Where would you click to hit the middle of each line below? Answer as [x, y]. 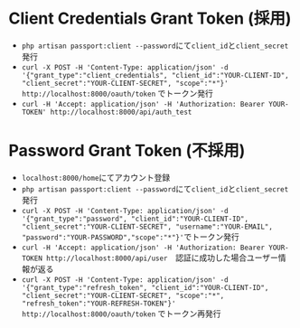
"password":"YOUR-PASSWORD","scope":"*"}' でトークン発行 [131, 237]
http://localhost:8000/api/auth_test [121, 112]
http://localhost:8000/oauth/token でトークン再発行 [121, 314]
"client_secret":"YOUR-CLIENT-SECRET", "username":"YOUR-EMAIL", [147, 227]
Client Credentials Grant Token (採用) [150, 19]
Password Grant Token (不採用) [127, 151]
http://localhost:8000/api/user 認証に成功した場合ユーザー [162, 258]
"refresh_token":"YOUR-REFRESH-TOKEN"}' [98, 304]
